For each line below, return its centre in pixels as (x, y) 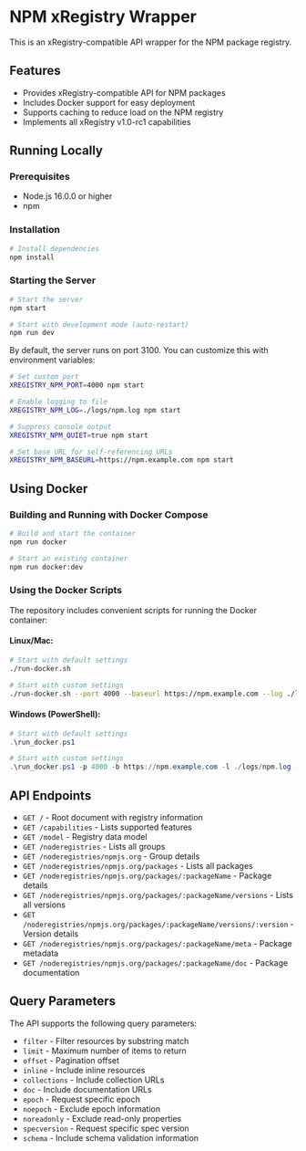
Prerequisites (40, 177)
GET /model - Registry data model (85, 836)
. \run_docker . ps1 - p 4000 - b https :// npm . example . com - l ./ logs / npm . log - (154, 767)
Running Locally (56, 151)
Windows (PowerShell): (55, 715)
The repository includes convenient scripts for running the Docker (133, 610)
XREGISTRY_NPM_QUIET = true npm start (79, 435)
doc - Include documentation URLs (87, 1089)
